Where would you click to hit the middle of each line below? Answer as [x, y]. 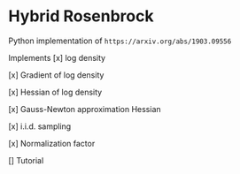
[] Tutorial [26, 160]
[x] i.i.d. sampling [40, 126]
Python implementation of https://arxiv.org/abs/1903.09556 [120, 41]
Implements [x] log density [57, 57]
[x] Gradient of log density [56, 75]
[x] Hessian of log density [55, 92]
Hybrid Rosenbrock [81, 16]
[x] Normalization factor [52, 143]
